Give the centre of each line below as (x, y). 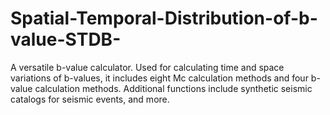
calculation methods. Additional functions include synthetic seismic (173, 88)
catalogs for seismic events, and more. (90, 99)
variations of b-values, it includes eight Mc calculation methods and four (159, 78)
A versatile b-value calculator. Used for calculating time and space (147, 67)
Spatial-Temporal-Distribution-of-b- (164, 18)
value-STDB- (66, 39)
